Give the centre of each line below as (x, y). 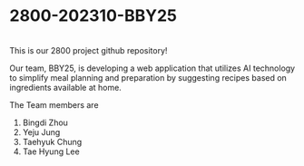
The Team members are (54, 104)
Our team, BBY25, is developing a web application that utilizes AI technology (152, 68)
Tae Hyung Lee (51, 151)
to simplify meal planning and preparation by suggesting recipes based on (148, 77)
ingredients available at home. (66, 87)
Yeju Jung (41, 132)
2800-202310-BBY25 (93, 16)
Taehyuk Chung (52, 142)
